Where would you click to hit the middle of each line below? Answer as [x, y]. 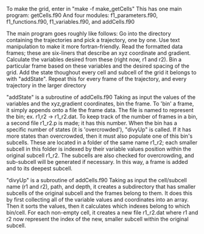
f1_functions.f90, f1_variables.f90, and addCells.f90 [71, 22]
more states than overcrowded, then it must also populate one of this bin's [100, 136]
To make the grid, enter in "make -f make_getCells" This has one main [94, 9]
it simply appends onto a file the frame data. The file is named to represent [100, 110]
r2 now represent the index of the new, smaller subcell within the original [97, 219]
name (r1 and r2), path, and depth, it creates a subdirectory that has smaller [101, 186]
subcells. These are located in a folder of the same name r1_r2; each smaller [102, 142]
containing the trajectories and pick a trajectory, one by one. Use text [93, 40]
